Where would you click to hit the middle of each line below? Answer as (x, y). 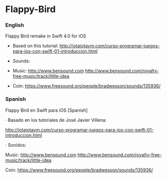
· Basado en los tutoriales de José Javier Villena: (56, 120)
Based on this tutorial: (35, 46)
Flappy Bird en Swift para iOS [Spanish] (46, 110)
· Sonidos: (16, 145)
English (15, 25)
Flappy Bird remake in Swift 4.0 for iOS (46, 36)
